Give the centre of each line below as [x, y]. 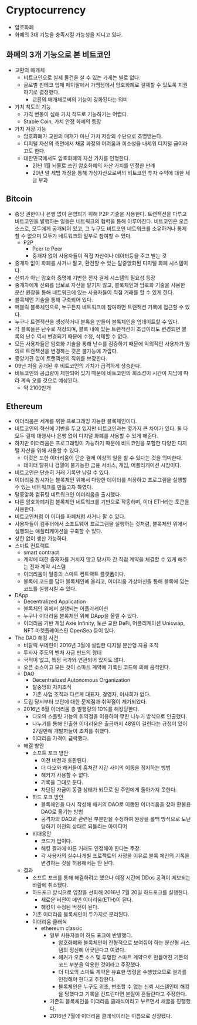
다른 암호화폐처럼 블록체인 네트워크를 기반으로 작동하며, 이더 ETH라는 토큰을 [102, 502]
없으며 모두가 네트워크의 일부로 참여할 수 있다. [79, 236]
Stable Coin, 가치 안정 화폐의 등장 [62, 121]
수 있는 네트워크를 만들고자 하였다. [54, 487]
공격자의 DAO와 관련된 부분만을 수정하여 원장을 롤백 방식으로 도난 [116, 819]
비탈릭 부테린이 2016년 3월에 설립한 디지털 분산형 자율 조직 [91, 645]
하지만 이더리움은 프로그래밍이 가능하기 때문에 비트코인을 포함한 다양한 [95, 443]
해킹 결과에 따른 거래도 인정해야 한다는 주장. [91, 848]
